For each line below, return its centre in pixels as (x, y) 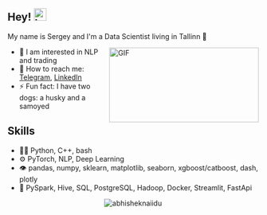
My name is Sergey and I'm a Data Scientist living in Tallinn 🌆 (108, 36)
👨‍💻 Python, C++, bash (55, 150)
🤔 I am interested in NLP (59, 52)
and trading (38, 60)
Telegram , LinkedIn (51, 77)
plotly (28, 179)
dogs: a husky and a (52, 97)
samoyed (34, 106)
